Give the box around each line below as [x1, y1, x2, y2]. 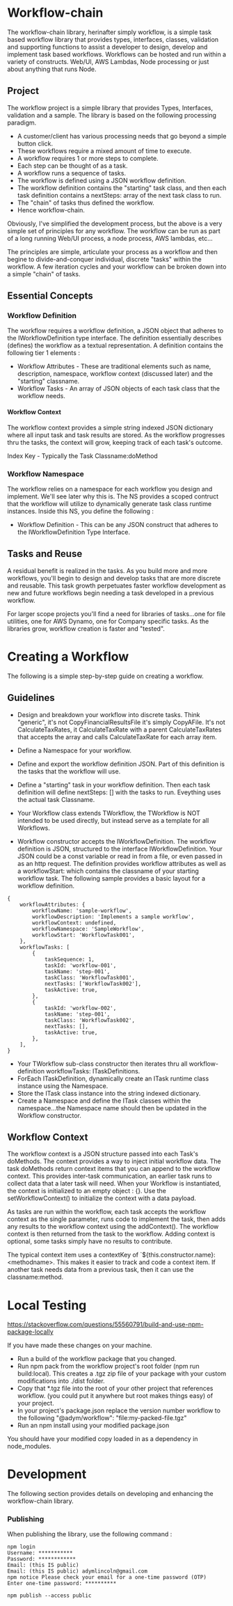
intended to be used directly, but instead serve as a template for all [17, 816, 209, 824]
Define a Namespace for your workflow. [17, 746, 132, 755]
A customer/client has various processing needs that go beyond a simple [17, 132, 227, 140]
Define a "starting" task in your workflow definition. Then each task [17, 780, 211, 789]
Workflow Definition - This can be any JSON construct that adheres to [17, 520, 218, 528]
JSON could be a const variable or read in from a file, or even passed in [17, 851, 223, 860]
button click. [17, 139, 54, 148]
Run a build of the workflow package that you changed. [17, 1355, 177, 1363]
